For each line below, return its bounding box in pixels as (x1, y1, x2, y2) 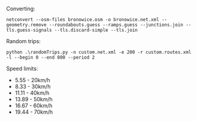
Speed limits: (6, 65, 38, 72)
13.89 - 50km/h (14, 96, 53, 102)
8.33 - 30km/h (14, 83, 51, 90)
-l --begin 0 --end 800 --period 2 (6, 55, 95, 60)
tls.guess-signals (6, 27, 52, 33)
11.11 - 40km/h (14, 89, 50, 96)
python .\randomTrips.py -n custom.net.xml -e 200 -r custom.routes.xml (6, 49, 192, 55)
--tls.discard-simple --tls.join (54, 27, 138, 33)
